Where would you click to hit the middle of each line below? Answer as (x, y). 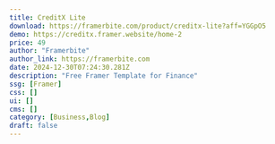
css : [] (24, 92)
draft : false (34, 126)
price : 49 (28, 42)
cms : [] (24, 109)
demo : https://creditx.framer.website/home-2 (95, 34)
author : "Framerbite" (50, 51)
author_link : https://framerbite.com (80, 59)
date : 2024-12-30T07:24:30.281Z (69, 68)
